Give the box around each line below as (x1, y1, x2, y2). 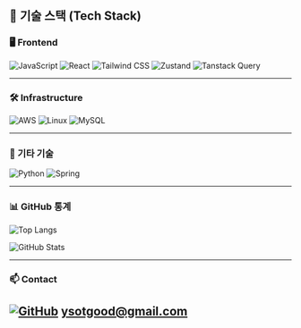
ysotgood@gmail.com (61, 303, 188, 319)
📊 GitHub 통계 (9, 200, 72, 213)
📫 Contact (9, 273, 57, 285)
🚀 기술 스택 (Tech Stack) (9, 8, 142, 24)
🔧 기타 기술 (9, 147, 54, 159)
